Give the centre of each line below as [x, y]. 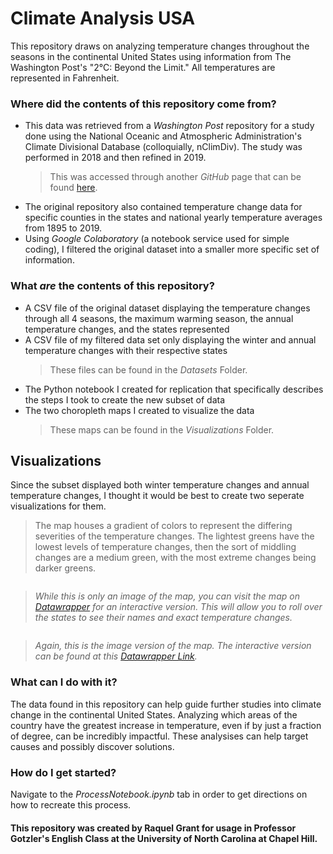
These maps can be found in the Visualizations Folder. [162, 429]
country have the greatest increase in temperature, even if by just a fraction [166, 725]
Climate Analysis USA [103, 18]
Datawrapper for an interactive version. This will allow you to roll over [178, 607]
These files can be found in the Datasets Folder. [148, 369]
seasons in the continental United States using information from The [151, 56]
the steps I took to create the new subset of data [125, 399]
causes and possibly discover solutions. [92, 746]
